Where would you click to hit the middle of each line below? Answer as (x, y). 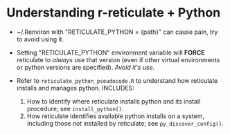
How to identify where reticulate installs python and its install (114, 101)
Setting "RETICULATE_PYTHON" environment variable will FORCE (110, 52)
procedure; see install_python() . (75, 108)
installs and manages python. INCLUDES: (75, 88)
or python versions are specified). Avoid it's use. (86, 67)
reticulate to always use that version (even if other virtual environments (118, 59)
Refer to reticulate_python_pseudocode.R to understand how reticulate (117, 80)
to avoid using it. (40, 39)
